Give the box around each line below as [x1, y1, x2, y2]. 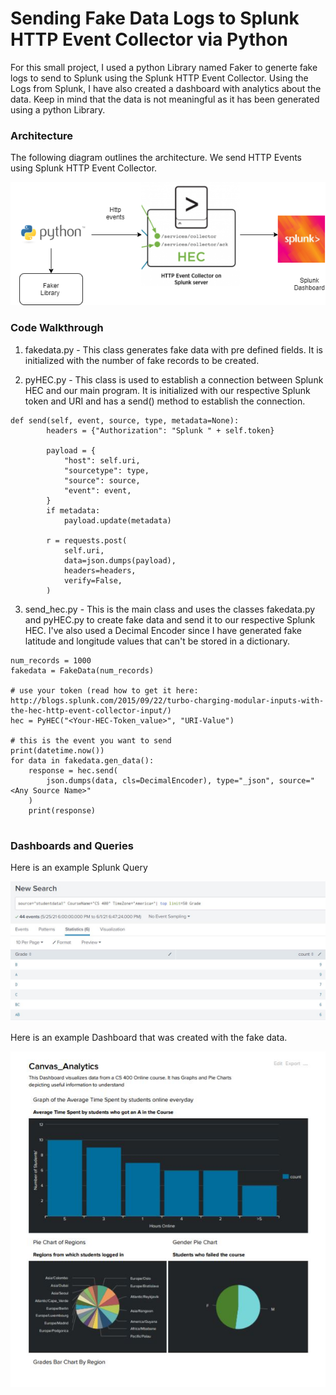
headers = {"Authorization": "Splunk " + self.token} [46, 425, 275, 436]
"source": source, [63, 475, 141, 486]
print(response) [28, 805, 97, 816]
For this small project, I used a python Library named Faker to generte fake [10, 61, 318, 73]
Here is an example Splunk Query [10, 861, 148, 873]
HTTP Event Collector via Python [10, 28, 288, 51]
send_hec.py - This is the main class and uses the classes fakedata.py [24, 603, 316, 615]
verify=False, [63, 575, 123, 586]
